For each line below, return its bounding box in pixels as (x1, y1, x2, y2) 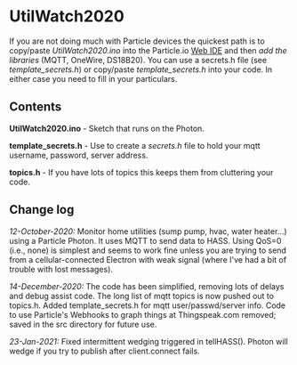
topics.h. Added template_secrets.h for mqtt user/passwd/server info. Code (9, 300, 286, 311)
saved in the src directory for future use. (9, 319, 157, 329)
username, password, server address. (9, 150, 148, 160)
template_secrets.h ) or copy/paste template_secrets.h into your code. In (9, 64, 273, 75)
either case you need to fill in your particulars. (9, 73, 178, 84)
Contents (9, 100, 62, 115)
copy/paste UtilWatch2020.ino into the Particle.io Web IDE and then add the (9, 45, 287, 55)
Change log (9, 202, 75, 217)
